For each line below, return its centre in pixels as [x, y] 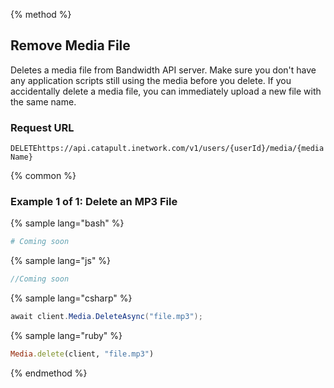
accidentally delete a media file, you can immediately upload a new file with [166, 91]
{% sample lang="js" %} [61, 261]
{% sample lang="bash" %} [67, 223]
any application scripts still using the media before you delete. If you [151, 80]
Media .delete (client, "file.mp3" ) [82, 354]
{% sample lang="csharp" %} [71, 298]
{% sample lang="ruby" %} [66, 336]
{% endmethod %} [49, 373]
